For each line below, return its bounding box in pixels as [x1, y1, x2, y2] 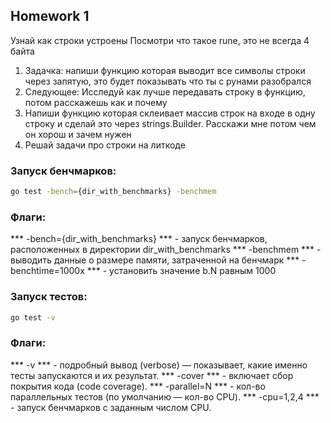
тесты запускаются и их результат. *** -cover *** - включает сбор [10, 369, 294, 381]
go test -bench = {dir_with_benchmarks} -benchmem [10, 187, 217, 197]
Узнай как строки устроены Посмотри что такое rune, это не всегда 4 [10, 34, 310, 46]
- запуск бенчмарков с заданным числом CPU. [10, 401, 212, 413]
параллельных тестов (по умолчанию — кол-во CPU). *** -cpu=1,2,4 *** [10, 390, 320, 403]
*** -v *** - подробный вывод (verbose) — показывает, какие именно [10, 359, 308, 371]
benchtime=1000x [10, 265, 85, 277]
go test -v [10, 312, 56, 323]
